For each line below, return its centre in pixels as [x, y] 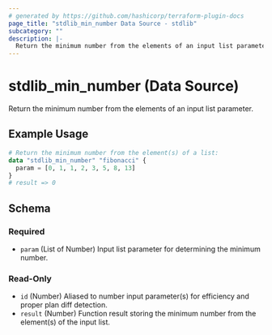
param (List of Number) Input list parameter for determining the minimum [140, 249]
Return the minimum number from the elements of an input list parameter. [131, 109]
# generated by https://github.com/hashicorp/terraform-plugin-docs [126, 16]
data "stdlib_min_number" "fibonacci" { [78, 160]
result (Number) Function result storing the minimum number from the [138, 314]
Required [27, 231]
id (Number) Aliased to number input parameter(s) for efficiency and [134, 296]
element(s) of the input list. [65, 322]
